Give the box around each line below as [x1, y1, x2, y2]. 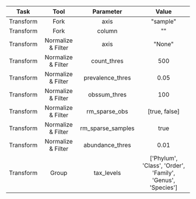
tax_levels [93, 169, 121, 177]
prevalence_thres [83, 74, 131, 81]
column [97, 27, 118, 35]
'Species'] [149, 184, 178, 191]
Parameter [92, 8, 123, 15]
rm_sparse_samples [80, 124, 135, 132]
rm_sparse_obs [86, 108, 128, 115]
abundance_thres [83, 141, 131, 149]
